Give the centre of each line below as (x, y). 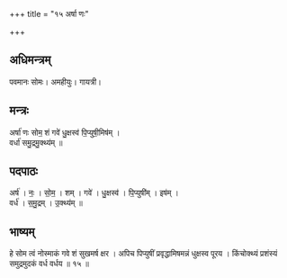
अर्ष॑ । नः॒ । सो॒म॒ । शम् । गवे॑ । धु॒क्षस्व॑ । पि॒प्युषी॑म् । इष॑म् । (94, 193)
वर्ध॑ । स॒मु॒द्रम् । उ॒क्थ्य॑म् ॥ (46, 203)
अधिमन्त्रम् (30, 60)
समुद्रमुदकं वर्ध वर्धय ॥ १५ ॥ (49, 264)
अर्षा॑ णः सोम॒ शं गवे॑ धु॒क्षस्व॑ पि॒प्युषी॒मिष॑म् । (65, 132)
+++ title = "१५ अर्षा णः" (49, 14)
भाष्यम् (22, 232)
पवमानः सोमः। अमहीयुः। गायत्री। (55, 82)
